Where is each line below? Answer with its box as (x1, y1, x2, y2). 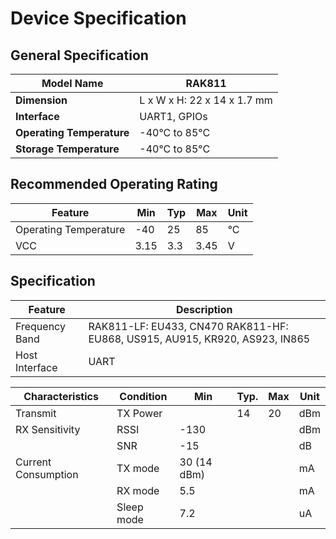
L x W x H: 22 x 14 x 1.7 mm (139, 93, 273, 107)
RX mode (116, 483, 160, 497)
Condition (119, 389, 168, 403)
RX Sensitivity (15, 422, 81, 436)
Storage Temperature (15, 142, 120, 156)
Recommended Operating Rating (10, 176, 218, 193)
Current (15, 455, 52, 469)
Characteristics (23, 389, 99, 403)
